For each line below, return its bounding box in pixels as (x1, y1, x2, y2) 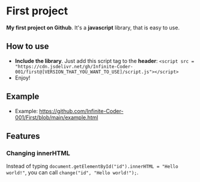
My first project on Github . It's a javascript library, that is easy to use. (6, 24, 180, 31)
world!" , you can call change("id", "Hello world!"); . (6, 169, 139, 176)
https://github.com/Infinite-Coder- (39, 107, 124, 114)
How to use (6, 41, 49, 51)
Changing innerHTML (6, 148, 71, 157)
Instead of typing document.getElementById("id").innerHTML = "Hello (6, 163, 178, 170)
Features (6, 131, 40, 141)
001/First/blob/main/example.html (14, 114, 99, 121)
